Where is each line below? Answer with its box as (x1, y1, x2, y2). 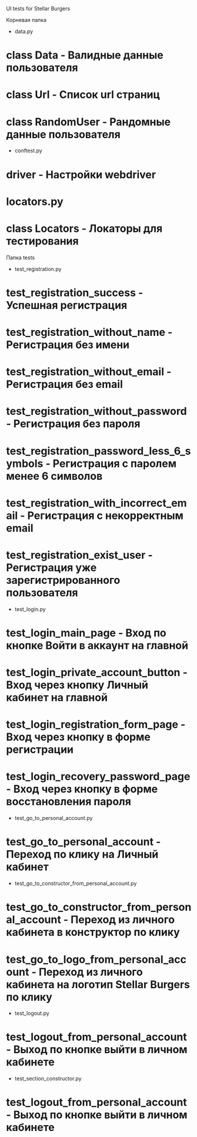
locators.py (6, 195, 64, 208)
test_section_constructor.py (14, 1075, 82, 1082)
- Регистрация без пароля (6, 417, 141, 430)
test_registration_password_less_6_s (6, 444, 191, 458)
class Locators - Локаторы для (6, 221, 163, 235)
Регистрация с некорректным (27, 509, 183, 522)
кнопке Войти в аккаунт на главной (6, 639, 189, 652)
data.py (14, 28, 34, 35)
